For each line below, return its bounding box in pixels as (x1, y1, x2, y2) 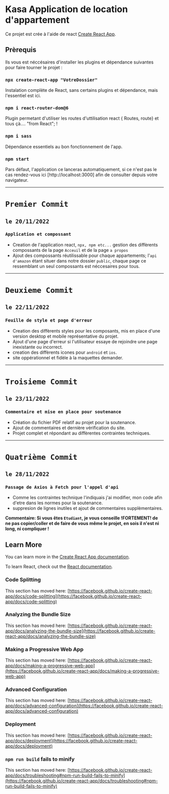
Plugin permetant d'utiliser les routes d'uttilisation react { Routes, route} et (5, 115, 159, 122)
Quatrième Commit (5, 452, 78, 462)
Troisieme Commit (5, 377, 78, 387)
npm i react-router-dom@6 (5, 105, 69, 111)
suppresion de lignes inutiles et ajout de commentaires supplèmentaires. (12, 505, 163, 511)
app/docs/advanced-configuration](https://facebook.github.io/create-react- (5, 703, 163, 709)
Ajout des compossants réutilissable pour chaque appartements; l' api (12, 252, 157, 258)
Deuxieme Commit (5, 286, 73, 295)
